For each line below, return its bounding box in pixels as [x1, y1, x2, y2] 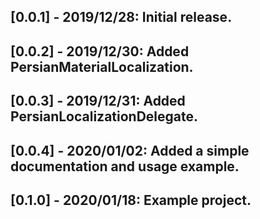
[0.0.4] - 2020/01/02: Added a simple [10, 142, 250, 159]
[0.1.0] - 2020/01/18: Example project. [10, 191, 252, 209]
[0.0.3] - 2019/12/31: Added [10, 93, 186, 110]
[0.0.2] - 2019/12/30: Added [10, 43, 190, 60]
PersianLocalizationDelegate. [10, 108, 198, 125]
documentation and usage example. [10, 158, 240, 175]
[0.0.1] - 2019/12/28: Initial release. [10, 9, 233, 26]
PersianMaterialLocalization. [10, 58, 194, 75]
